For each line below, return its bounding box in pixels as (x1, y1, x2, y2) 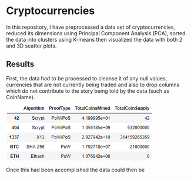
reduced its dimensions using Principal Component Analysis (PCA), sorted (6, 29, 186, 36)
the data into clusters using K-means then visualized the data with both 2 (6, 36, 183, 43)
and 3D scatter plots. (6, 42, 57, 49)
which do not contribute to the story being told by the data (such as (6, 87, 169, 94)
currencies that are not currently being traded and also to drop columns (6, 81, 180, 88)
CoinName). (6, 93, 35, 100)
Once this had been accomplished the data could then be (6, 166, 145, 173)
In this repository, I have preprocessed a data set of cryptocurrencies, (6, 23, 175, 31)
